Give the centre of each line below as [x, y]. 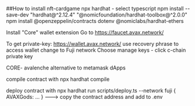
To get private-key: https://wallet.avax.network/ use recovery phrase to [93, 44]
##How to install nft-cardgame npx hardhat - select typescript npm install [95, 9]
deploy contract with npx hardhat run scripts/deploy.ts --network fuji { [91, 90]
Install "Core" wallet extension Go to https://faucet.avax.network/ [85, 32]
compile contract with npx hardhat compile [58, 79]
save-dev [18, 15]
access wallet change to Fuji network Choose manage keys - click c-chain [96, 50]
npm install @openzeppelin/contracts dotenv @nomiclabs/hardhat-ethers [95, 21]
